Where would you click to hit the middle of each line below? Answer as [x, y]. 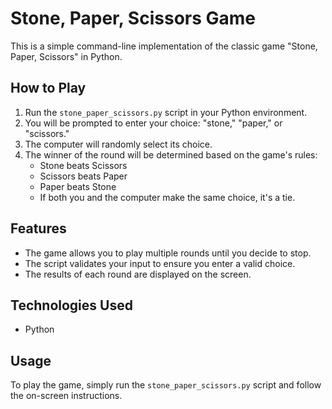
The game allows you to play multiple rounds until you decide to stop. [168, 253]
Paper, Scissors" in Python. [66, 56]
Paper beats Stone [78, 186]
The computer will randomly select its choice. [118, 144]
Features [38, 228]
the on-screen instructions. [66, 396]
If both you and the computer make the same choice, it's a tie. [167, 197]
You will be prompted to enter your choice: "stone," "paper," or [153, 123]
